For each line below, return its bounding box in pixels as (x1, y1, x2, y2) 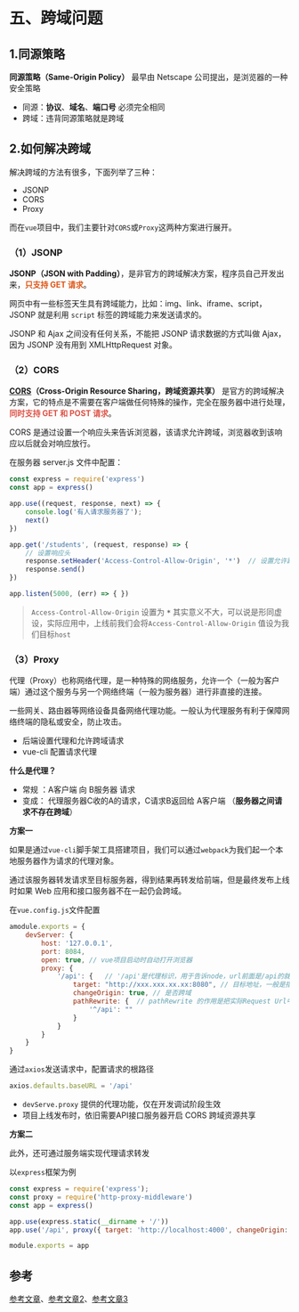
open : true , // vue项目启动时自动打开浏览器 (41, 955, 193, 965)
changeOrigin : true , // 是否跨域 (72, 989, 191, 998)
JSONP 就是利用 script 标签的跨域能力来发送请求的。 (9, 309, 206, 321)
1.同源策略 (9, 46, 66, 61)
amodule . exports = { (9, 923, 86, 932)
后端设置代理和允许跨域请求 (21, 736, 125, 746)
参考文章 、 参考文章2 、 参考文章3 (9, 1293, 129, 1305)
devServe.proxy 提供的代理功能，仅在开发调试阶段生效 (21, 1099, 221, 1110)
